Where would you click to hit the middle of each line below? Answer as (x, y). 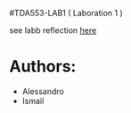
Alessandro (43, 91)
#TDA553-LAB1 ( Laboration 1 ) (66, 13)
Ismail (33, 100)
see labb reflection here (53, 30)
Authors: (43, 67)
